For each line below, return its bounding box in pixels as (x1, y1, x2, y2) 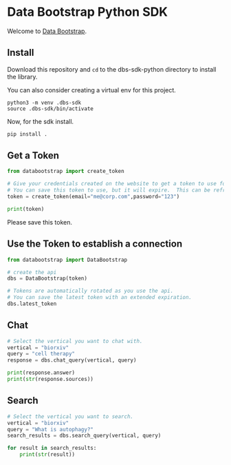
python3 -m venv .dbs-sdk (7, 99, 81, 106)
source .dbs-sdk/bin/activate (7, 105, 94, 112)
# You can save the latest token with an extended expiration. (7, 294, 192, 301)
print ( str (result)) (19, 451, 76, 458)
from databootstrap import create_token (7, 168, 125, 175)
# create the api (7, 269, 57, 276)
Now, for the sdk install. (7, 117, 74, 125)
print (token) (7, 205, 45, 212)
